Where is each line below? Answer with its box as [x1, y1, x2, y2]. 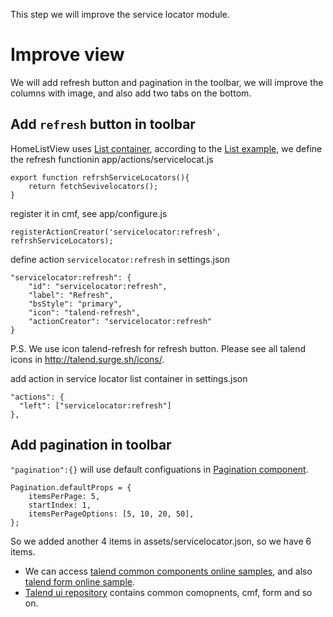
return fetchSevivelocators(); [28, 181, 159, 191]
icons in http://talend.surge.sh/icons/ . [10, 353, 165, 365]
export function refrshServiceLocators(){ [10, 172, 190, 183]
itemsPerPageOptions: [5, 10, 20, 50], [28, 509, 195, 519]
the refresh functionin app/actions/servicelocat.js [10, 153, 214, 165]
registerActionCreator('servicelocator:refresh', [10, 227, 222, 237]
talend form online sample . [24, 575, 136, 588]
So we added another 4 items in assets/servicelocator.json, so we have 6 [10, 535, 312, 547]
